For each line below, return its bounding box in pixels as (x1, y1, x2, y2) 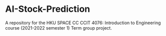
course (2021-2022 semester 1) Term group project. (5, 25, 112, 31)
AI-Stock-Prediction (5, 3, 90, 15)
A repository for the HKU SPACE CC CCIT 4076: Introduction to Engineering (5, 20, 161, 26)
